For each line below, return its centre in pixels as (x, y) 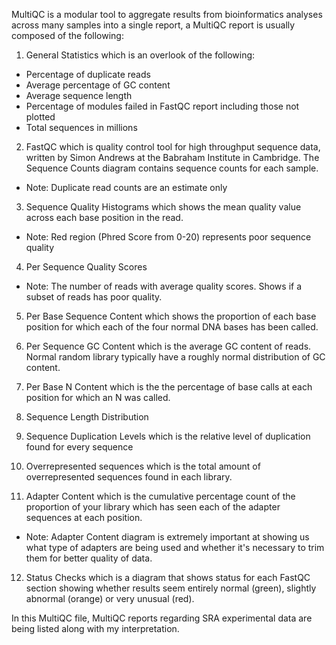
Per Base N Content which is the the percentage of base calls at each (169, 387)
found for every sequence (79, 447)
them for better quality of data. (89, 558)
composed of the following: (67, 35)
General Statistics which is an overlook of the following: (140, 55)
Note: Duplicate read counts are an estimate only (126, 187)
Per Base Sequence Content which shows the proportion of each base (171, 316)
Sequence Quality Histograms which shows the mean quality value (163, 207)
